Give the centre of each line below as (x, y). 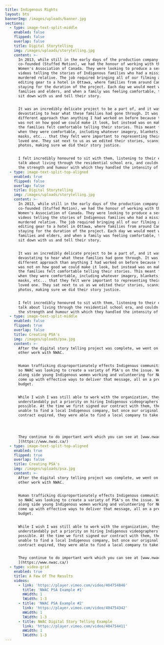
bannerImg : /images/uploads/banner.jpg (46, 19)
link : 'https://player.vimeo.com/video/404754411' (75, 626)
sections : (15, 23)
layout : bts (17, 14)
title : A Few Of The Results (43, 576)
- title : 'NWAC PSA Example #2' (51, 603)
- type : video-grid (29, 567)
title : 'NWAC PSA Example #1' (53, 590)
